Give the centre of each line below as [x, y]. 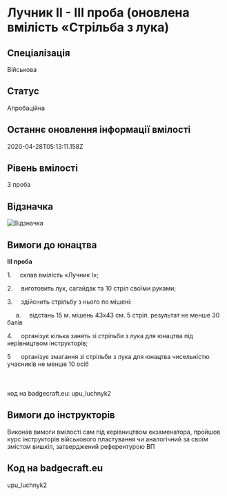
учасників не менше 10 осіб [48, 364]
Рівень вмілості [42, 168]
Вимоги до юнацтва [52, 245]
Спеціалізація [39, 53]
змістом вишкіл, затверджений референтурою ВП [81, 446]
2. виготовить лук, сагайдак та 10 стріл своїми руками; [92, 288]
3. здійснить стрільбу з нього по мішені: [70, 302]
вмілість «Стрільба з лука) [88, 27]
